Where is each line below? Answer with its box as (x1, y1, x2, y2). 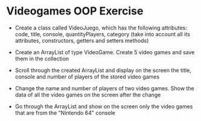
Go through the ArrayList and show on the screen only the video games (14, 102, 193, 110)
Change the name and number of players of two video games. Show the (14, 84, 194, 92)
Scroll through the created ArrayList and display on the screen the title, (14, 66, 191, 73)
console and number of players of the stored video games (14, 73, 160, 80)
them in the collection (14, 55, 69, 62)
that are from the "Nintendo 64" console (14, 109, 116, 116)
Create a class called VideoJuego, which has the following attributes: (14, 24, 187, 31)
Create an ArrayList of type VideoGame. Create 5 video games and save (14, 48, 195, 55)
